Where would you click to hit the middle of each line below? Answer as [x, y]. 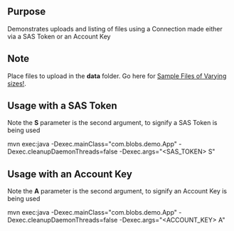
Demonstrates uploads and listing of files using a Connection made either [115, 28]
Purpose [27, 12]
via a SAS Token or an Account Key [59, 36]
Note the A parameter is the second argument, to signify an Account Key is [117, 191]
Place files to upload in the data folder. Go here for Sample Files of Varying [117, 76]
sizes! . [17, 83]
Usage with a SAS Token [62, 106]
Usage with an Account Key [70, 174]
